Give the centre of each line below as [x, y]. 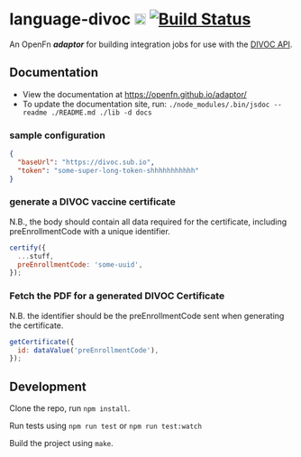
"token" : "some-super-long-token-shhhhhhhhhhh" [109, 170]
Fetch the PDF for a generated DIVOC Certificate [117, 296]
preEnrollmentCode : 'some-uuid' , [80, 265]
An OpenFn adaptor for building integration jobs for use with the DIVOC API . [151, 44]
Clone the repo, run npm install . [70, 408]
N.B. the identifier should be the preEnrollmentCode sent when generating [147, 315]
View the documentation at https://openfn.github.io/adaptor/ [135, 94]
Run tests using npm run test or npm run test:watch [106, 426]
